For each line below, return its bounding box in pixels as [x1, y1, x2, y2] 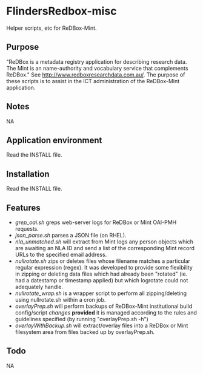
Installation [6, 169, 50, 179]
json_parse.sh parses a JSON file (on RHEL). [15, 232, 127, 239]
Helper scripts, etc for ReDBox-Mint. [6, 24, 97, 32]
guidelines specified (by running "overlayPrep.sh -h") [15, 316, 148, 322]
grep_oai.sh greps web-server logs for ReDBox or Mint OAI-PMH [15, 219, 177, 226]
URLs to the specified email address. [15, 251, 107, 258]
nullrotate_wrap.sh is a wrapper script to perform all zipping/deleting [15, 290, 187, 297]
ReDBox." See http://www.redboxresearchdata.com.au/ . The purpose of [6, 71, 185, 78]
